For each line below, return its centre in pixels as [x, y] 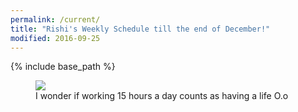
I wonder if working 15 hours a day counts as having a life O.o [162, 96]
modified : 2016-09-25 [55, 38]
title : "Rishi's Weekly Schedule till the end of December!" [140, 29]
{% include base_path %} [63, 67]
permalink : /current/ [55, 19]
